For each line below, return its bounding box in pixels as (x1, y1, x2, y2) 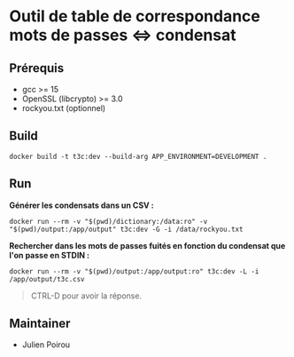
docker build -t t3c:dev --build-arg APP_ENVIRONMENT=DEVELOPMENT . (9, 152, 267, 161)
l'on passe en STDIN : (9, 250, 90, 260)
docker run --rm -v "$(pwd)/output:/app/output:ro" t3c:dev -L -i (9, 266, 259, 276)
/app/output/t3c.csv (9, 274, 86, 283)
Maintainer (9, 316, 71, 331)
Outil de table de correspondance (9, 6, 261, 27)
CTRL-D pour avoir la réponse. (30, 290, 143, 301)
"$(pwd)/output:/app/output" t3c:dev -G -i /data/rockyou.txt (9, 225, 244, 234)
